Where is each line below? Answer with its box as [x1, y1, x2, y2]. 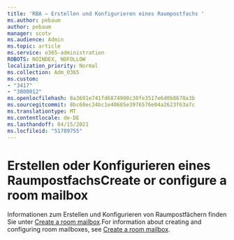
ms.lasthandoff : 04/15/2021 [7, 120, 89, 128]
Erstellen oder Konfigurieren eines [7, 157, 211, 174]
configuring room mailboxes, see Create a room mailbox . [7, 225, 170, 234]
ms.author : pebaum [7, 17, 61, 24]
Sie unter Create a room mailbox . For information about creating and [7, 218, 202, 226]
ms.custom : [7, 75, 39, 83]
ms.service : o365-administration [7, 50, 105, 57]
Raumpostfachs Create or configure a [7, 172, 227, 188]
